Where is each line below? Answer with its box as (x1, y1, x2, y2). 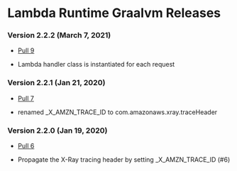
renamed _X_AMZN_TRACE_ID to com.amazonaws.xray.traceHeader (17, 108, 218, 116)
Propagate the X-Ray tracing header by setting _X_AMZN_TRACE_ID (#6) (17, 155, 231, 164)
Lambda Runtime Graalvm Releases (7, 5, 221, 21)
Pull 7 (17, 94, 34, 102)
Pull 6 (17, 142, 35, 150)
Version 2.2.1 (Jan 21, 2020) (7, 78, 106, 88)
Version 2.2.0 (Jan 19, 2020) (7, 126, 108, 136)
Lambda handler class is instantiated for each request (17, 60, 175, 69)
